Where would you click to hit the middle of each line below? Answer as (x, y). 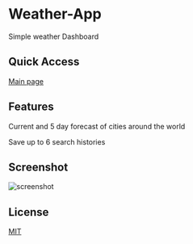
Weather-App (55, 14)
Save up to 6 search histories (57, 141)
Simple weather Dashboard (54, 36)
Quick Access (44, 62)
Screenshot (38, 167)
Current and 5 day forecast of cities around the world (97, 126)
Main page (26, 81)
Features (31, 107)
